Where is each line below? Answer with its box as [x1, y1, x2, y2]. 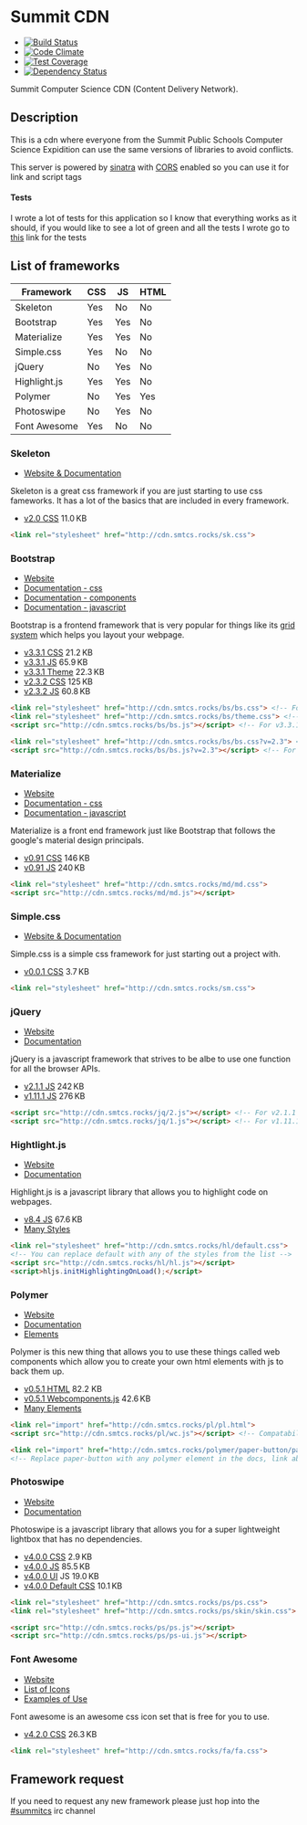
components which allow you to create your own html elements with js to [10, 1356, 284, 1366]
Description [10, 110, 78, 125]
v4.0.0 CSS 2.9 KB [23, 1551, 93, 1562]
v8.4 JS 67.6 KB [23, 1214, 83, 1225]
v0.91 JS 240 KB [23, 861, 86, 873]
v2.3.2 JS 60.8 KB [23, 686, 91, 697]
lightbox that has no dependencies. [10, 1533, 143, 1545]
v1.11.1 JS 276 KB [23, 1091, 86, 1102]
